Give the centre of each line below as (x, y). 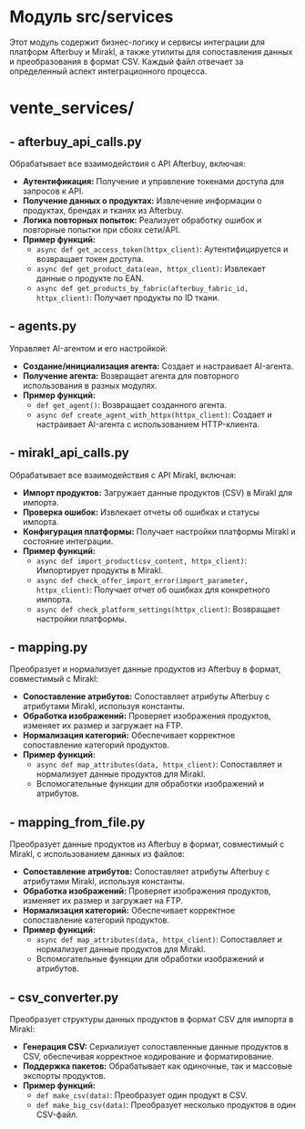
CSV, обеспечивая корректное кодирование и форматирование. (148, 1056)
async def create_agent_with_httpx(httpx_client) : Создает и (154, 414)
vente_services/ (72, 108)
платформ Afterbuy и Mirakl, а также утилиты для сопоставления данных (151, 51)
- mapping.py (49, 647)
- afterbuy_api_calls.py (76, 142)
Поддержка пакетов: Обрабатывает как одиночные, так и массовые (158, 1066)
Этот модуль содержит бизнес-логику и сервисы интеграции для (137, 42)
